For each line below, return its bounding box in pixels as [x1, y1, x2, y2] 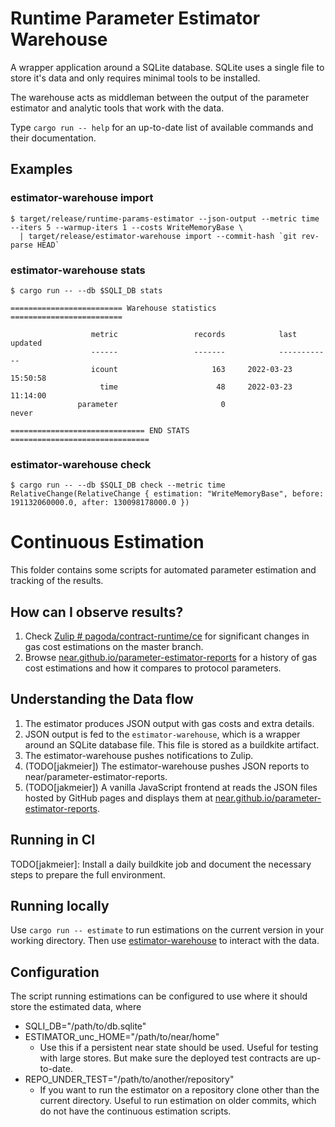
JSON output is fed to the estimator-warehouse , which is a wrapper [24, 728, 301, 740]
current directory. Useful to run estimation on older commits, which [39, 1095, 317, 1107]
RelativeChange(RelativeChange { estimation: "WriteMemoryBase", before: [10, 489, 325, 499]
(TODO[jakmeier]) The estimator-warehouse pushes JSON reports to [24, 760, 310, 772]
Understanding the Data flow [10, 691, 194, 708]
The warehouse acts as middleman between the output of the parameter [10, 91, 310, 103]
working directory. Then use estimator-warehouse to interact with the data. [10, 935, 320, 947]
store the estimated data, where [10, 1001, 142, 1013]
